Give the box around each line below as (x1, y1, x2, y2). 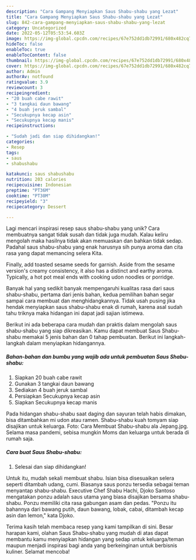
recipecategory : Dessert (6, 204, 66, 209)
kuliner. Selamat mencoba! (6, 548, 70, 555)
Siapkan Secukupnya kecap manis (14, 399, 97, 406)
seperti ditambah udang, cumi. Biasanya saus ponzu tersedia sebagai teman (6, 481, 190, 488)
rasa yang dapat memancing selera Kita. (6, 250, 103, 257)
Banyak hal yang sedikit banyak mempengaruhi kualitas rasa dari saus (6, 285, 175, 292)
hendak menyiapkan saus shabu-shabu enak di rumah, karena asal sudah (6, 304, 183, 311)
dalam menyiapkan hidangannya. (26, 340, 106, 347)
